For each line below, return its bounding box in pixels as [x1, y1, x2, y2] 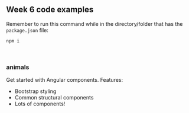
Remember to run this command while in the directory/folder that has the [6, 20, 183, 27]
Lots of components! [14, 100, 66, 108]
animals [6, 63, 30, 71]
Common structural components [14, 94, 94, 101]
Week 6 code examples [6, 5, 94, 15]
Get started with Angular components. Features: [6, 77, 123, 84]
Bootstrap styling [14, 88, 57, 95]
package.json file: [6, 26, 49, 34]
